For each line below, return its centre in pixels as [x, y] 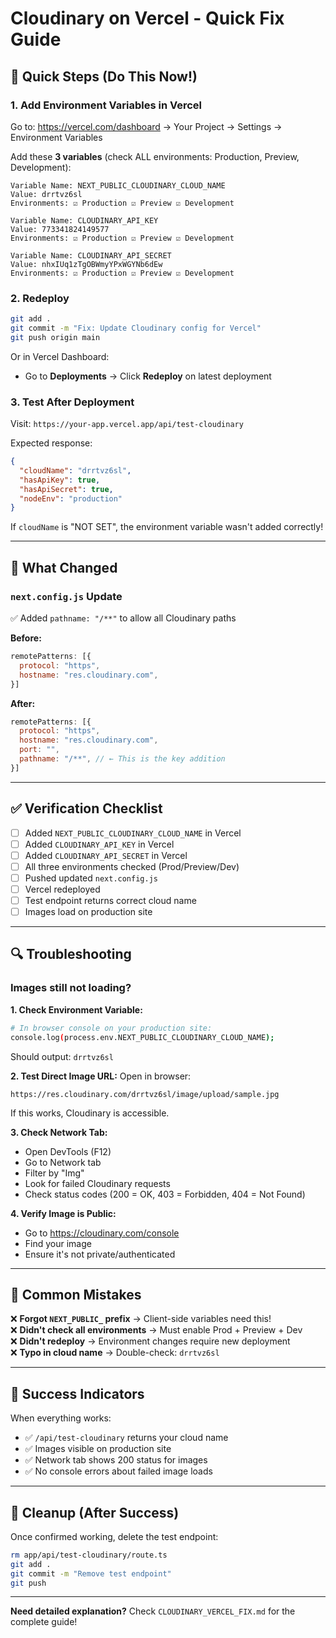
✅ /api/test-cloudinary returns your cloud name [126, 1438]
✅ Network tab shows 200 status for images [116, 1460]
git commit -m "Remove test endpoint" [91, 1573]
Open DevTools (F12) [68, 1151]
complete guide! [44, 1622]
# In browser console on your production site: [111, 1028]
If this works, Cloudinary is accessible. [90, 1113]
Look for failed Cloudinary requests [97, 1183]
